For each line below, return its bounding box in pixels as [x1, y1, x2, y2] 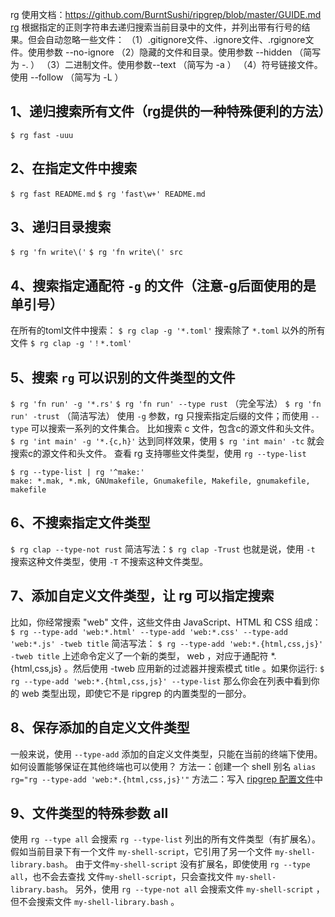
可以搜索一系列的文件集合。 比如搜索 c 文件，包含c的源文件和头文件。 [30, 423, 320, 435]
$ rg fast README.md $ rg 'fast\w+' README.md [10, 189, 206, 199]
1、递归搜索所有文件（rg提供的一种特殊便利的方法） [10, 103, 332, 120]
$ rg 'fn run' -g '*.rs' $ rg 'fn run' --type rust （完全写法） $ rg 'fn [10, 398, 322, 410]
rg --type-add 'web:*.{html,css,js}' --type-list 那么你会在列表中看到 [10, 674, 312, 687]
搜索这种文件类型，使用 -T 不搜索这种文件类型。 [10, 555, 209, 567]
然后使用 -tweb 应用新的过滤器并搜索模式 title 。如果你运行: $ [73, 662, 325, 674]
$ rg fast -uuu [10, 130, 74, 140]
